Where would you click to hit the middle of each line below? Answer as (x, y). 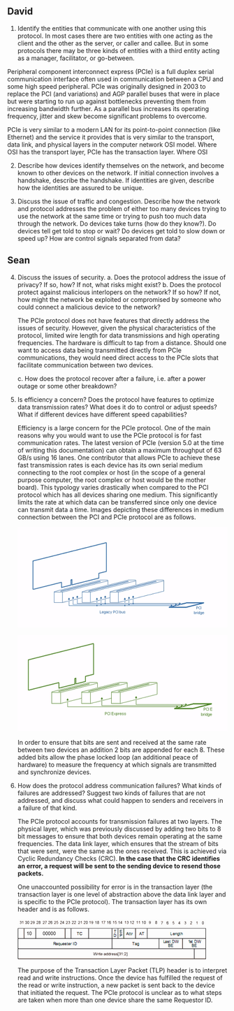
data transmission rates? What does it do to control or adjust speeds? (117, 407)
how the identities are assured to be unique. (81, 187)
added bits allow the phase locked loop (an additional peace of (108, 757)
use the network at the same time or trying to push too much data (112, 216)
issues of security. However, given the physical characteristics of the (117, 328)
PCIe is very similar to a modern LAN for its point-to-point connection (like (114, 129)
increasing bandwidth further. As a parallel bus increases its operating (108, 108)
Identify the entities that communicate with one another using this (112, 28)
